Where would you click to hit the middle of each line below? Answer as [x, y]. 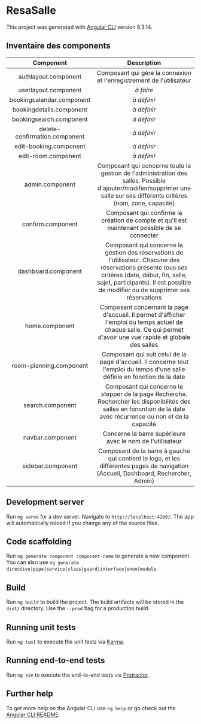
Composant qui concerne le [144, 386]
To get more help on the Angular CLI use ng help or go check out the [91, 708]
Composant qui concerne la [144, 245]
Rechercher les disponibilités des [144, 401]
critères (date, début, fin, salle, [144, 275]
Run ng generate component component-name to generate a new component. [99, 556]
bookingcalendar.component [50, 99]
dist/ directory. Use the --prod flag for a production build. [78, 608]
